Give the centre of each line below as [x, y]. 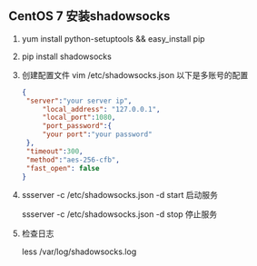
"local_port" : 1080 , [79, 118]
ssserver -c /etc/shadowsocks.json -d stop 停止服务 [119, 214]
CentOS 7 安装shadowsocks [89, 16]
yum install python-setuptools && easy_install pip [113, 38]
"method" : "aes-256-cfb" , [73, 160]
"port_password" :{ [77, 126]
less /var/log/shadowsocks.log [79, 251]
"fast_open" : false [63, 168]
